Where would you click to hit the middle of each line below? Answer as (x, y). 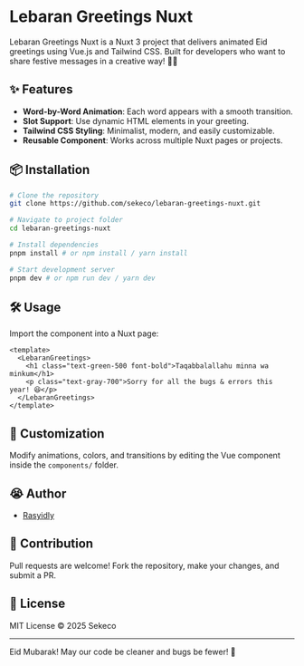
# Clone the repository (54, 195)
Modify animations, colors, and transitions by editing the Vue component (145, 456)
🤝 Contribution (51, 544)
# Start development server (62, 269)
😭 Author (38, 493)
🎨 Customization (57, 434)
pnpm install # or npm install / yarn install (99, 253)
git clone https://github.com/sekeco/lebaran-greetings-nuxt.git (135, 204)
